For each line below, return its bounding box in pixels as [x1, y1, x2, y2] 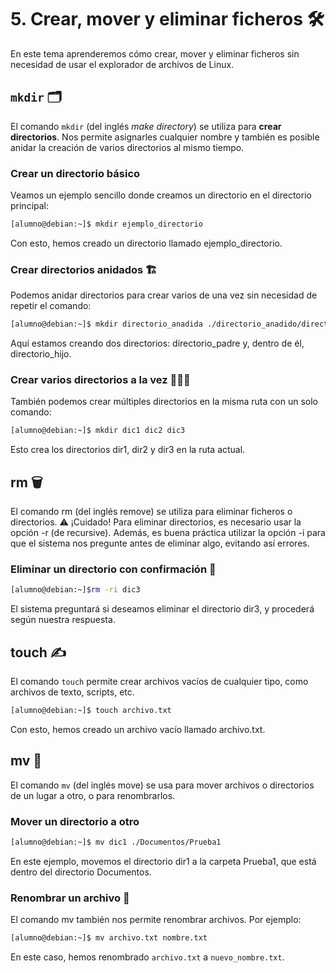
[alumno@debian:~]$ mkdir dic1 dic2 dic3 [10, 426, 186, 436]
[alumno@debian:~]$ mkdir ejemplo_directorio [10, 219, 203, 230]
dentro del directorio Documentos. [10, 866, 152, 878]
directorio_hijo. [10, 348, 72, 360]
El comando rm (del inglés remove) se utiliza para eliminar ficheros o [10, 506, 293, 518]
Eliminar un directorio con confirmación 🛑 [10, 562, 217, 576]
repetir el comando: [10, 300, 92, 312]
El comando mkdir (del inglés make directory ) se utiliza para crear [10, 120, 282, 132]
